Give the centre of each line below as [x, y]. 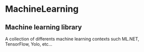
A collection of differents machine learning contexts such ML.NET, [72, 39]
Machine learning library [43, 27]
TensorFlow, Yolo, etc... [29, 44]
